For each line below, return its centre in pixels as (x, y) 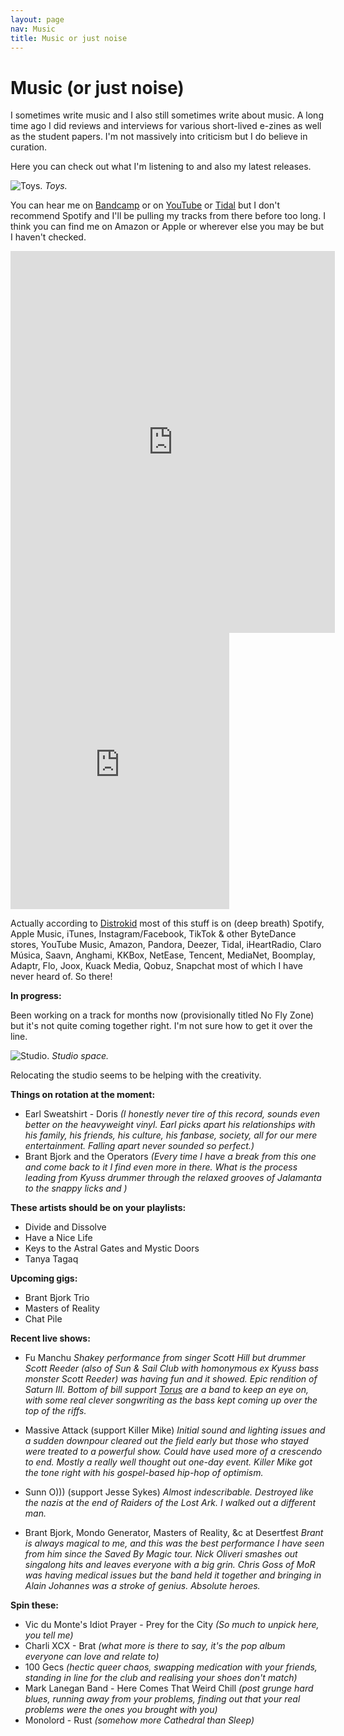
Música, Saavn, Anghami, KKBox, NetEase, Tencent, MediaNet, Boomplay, (163, 955)
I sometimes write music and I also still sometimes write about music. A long (167, 115)
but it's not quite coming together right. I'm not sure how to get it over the (161, 1026)
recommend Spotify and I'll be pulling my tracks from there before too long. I (168, 216)
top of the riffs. (55, 1411)
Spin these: (34, 1605)
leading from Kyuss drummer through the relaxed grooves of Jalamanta (173, 1178)
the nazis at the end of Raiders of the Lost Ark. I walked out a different (170, 1503)
